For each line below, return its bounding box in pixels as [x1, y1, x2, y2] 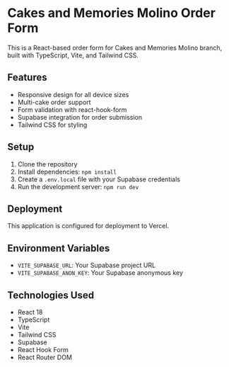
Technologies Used [7, 289, 94, 301]
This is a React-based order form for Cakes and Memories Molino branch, [7, 43, 223, 52]
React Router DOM [17, 353, 73, 361]
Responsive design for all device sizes [17, 90, 129, 98]
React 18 [17, 308, 43, 316]
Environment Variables [7, 242, 110, 254]
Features [7, 72, 47, 84]
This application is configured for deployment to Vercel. [7, 222, 170, 230]
